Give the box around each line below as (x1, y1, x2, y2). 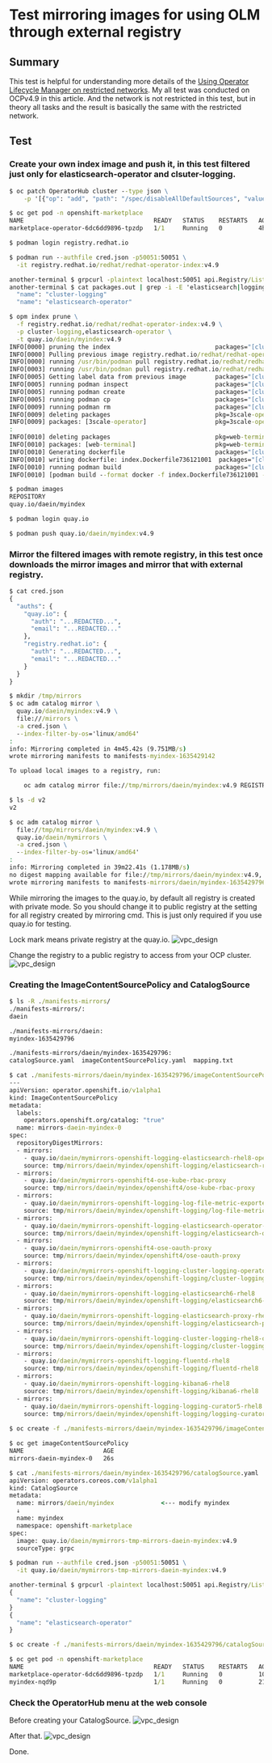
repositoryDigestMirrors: (16, 1139, 104, 1147)
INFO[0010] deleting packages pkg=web (9, 433, 241, 442)
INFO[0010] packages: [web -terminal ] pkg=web (9, 441, 241, 449)
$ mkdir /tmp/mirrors (9, 692, 82, 701)
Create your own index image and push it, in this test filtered (9, 159, 251, 170)
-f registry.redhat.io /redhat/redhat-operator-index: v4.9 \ (16, 320, 223, 328)
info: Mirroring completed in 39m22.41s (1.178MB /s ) (9, 863, 190, 871)
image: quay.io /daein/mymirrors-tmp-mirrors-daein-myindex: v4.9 (16, 1536, 237, 1545)
